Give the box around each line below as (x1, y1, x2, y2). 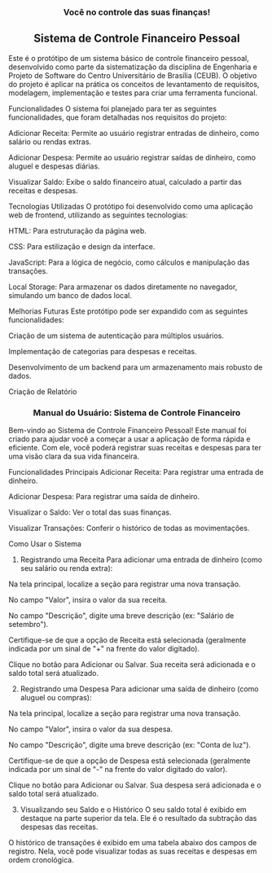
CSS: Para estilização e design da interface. (8, 241, 156, 251)
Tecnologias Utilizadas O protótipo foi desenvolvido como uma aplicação (8, 201, 253, 211)
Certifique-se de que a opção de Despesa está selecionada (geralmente (8, 756, 251, 766)
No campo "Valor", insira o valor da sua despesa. (8, 724, 173, 735)
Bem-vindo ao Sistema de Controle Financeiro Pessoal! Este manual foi (8, 426, 247, 436)
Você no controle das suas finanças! (63, 7, 211, 18)
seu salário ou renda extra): (20, 564, 113, 573)
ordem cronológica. (8, 855, 75, 865)
